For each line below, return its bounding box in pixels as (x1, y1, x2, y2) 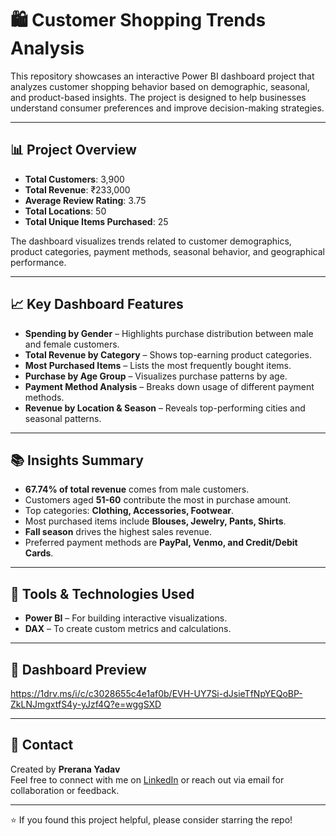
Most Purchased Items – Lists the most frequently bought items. (24, 359, 292, 371)
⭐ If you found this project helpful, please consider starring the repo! (10, 813, 293, 826)
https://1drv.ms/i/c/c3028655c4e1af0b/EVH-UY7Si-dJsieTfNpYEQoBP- (10, 688, 303, 699)
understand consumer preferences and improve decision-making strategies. (10, 102, 325, 114)
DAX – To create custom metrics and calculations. (24, 623, 232, 635)
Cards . (24, 547, 54, 559)
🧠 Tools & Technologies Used (10, 585, 195, 602)
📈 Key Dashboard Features (10, 296, 184, 313)
